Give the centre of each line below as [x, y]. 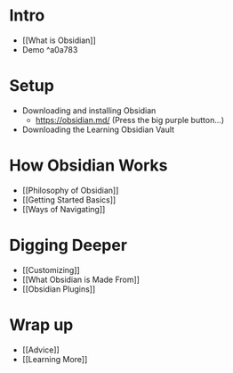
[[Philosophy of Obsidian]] [70, 190]
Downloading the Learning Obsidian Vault [98, 129]
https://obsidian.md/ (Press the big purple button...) [130, 120]
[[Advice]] [40, 350]
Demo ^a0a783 [50, 49]
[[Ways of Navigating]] [64, 209]
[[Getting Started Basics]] [69, 199]
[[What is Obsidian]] [59, 40]
